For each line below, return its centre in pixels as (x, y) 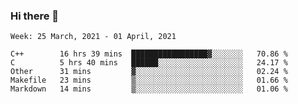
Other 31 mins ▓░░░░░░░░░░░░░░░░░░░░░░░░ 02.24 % (149, 72)
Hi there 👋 (35, 16)
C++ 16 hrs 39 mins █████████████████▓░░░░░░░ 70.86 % (149, 54)
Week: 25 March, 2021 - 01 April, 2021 (93, 37)
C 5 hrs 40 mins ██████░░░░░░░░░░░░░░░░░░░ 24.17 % (149, 63)
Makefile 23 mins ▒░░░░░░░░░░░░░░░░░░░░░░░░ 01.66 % (149, 80)
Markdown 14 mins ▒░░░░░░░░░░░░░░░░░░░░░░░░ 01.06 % (149, 89)
